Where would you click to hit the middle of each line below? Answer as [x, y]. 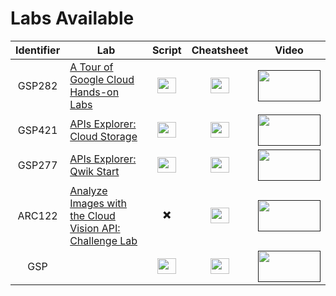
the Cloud [92, 215]
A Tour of [91, 67]
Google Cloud [102, 79]
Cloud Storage [103, 136]
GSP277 [37, 165]
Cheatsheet [219, 50]
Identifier [38, 50]
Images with [98, 203]
